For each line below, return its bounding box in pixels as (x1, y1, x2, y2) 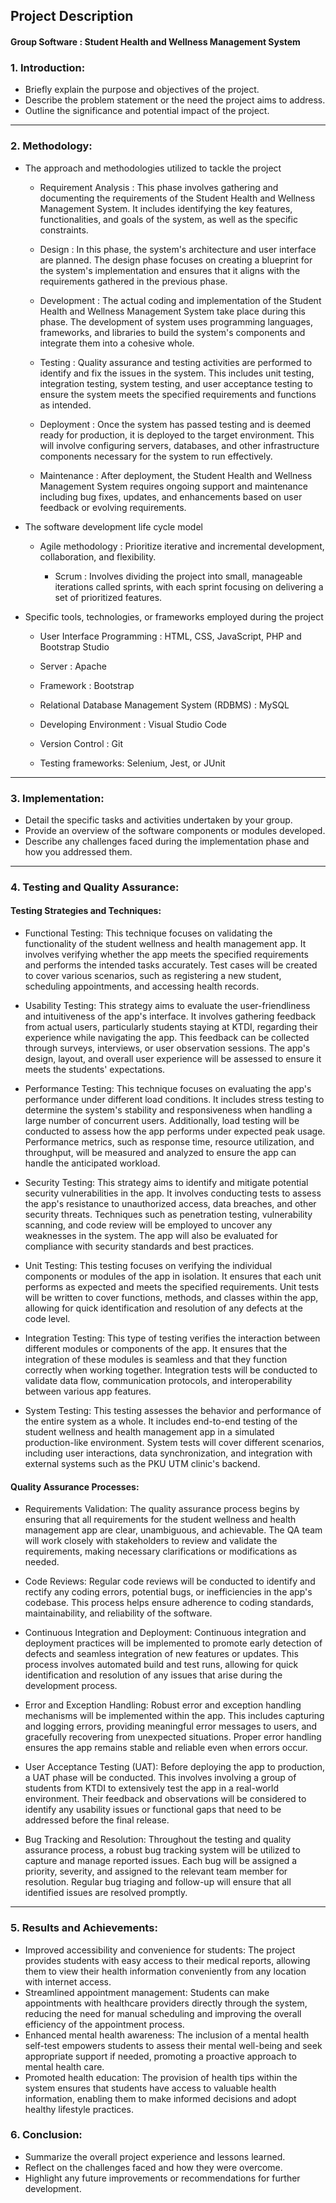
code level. (24, 1313, 71, 1324)
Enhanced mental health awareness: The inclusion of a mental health (24, 2029, 310, 2041)
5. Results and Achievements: (10, 1921, 158, 1935)
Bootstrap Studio (39, 640, 110, 653)
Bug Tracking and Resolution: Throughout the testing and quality (24, 1834, 292, 1846)
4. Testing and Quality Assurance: (10, 880, 180, 894)
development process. (24, 1680, 118, 1692)
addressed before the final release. (24, 1814, 170, 1826)
